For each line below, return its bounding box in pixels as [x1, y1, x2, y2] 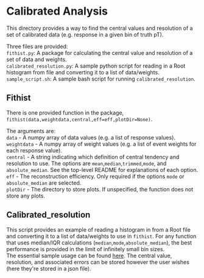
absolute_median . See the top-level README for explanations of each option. [6, 166, 199, 173]
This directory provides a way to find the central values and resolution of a [6, 24, 193, 32]
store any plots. [6, 192, 46, 199]
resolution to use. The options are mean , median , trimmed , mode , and [6, 160, 167, 167]
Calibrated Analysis [6, 4, 108, 18]
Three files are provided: [6, 43, 68, 50]
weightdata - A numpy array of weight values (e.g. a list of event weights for [6, 140, 197, 148]
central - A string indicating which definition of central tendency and [6, 153, 180, 160]
